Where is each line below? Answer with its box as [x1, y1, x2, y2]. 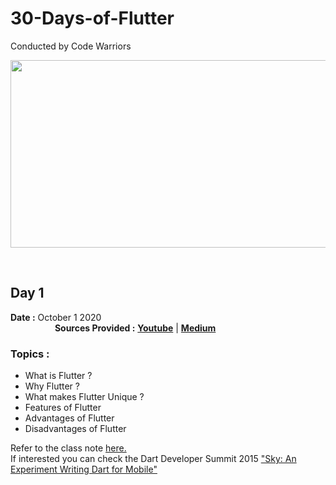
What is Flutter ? [24, 370, 93, 382]
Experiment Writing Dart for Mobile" [10, 463, 158, 476]
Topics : [10, 347, 50, 361]
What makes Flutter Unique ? [24, 391, 145, 403]
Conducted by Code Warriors [10, 40, 132, 52]
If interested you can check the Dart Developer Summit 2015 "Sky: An [10, 453, 297, 465]
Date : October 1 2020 [10, 311, 102, 323]
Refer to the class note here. [10, 442, 127, 454]
